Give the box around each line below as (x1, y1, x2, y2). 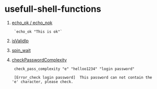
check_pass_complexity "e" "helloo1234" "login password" (14, 66, 135, 71)
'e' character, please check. (11, 79, 74, 84)
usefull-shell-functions (4, 3, 101, 15)
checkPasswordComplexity (11, 57, 67, 62)
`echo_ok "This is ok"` (14, 29, 63, 34)
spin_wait (11, 47, 31, 53)
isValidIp (11, 38, 29, 44)
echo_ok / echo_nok (11, 20, 53, 26)
